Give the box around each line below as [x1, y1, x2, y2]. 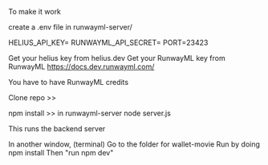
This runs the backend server [8, 124, 106, 133]
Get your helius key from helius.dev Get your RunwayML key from [8, 54, 226, 62]
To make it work [8, 7, 62, 16]
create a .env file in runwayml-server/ [8, 22, 132, 31]
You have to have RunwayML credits [8, 78, 129, 87]
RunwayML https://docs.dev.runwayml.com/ [8, 62, 155, 71]
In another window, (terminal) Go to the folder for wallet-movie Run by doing [8, 139, 261, 149]
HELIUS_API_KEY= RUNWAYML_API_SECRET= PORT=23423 [8, 38, 209, 47]
